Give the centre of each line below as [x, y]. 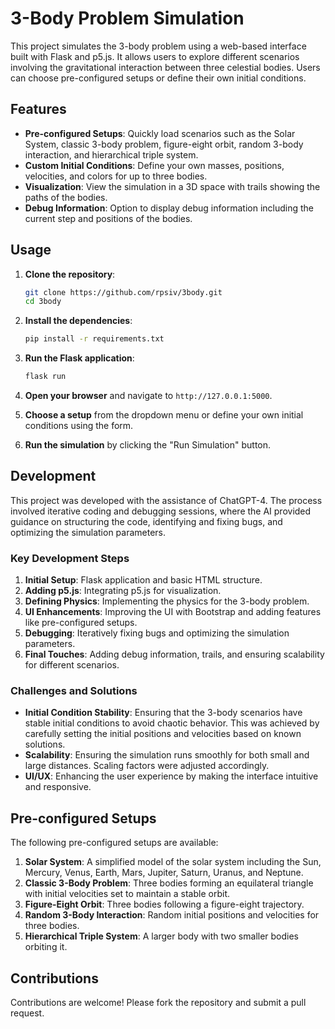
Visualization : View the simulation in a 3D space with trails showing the [172, 186]
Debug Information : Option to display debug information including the [169, 208]
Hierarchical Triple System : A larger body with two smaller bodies [162, 936]
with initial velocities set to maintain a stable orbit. [127, 894]
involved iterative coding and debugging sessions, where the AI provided [161, 511]
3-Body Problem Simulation [127, 18]
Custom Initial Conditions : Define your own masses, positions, [154, 165]
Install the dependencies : [78, 321]
